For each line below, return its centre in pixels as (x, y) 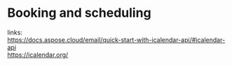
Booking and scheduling (80, 13)
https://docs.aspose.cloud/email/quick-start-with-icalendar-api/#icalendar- (116, 39)
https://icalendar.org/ (38, 55)
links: (15, 32)
